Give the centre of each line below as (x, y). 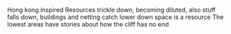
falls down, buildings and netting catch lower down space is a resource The (115, 17)
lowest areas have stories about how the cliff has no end (88, 24)
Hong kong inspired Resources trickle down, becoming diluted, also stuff (111, 10)
